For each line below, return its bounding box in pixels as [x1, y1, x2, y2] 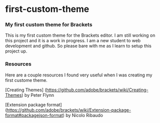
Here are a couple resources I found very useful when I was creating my [5, 72, 153, 78]
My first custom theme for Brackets [5, 21, 93, 28]
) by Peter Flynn [21, 92, 54, 98]
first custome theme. [5, 77, 48, 83]
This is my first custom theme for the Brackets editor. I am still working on [5, 32, 156, 38]
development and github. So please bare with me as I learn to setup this [5, 43, 152, 49]
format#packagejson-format [5, 112, 63, 118]
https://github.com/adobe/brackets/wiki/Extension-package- [6, 107, 131, 113]
